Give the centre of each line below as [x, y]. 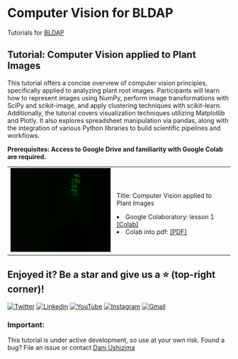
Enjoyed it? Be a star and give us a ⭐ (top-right [112, 275]
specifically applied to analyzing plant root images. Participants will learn [113, 90]
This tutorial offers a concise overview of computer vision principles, [107, 83]
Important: [26, 324]
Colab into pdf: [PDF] [156, 232]
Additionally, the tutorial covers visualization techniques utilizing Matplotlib [116, 113]
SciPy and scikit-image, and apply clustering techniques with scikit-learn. [114, 105]
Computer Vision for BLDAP [90, 13]
